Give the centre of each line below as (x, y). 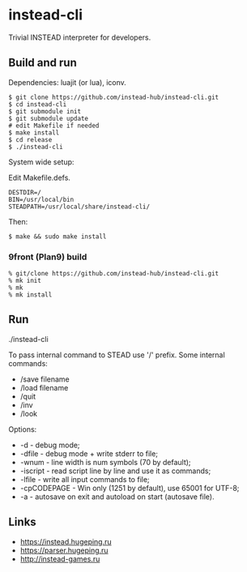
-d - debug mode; (50, 445)
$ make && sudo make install (57, 237)
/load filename (44, 387)
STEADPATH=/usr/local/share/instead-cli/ (79, 207)
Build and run (43, 63)
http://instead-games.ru (60, 559)
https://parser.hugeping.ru (64, 550)
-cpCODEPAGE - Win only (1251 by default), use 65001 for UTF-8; (130, 488)
